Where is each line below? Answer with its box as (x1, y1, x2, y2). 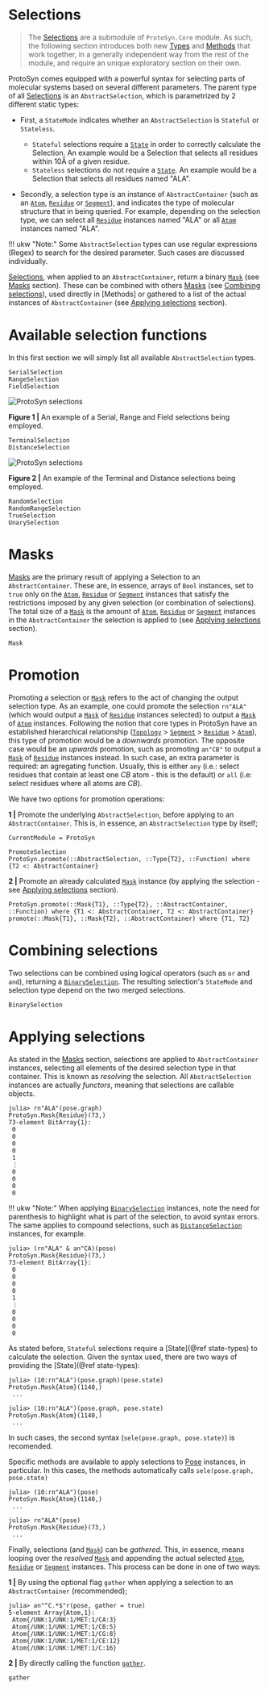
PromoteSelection (8, 847, 67, 856)
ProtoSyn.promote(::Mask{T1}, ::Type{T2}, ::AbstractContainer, (8, 900, 229, 909)
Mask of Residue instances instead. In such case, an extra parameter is (8, 752, 240, 762)
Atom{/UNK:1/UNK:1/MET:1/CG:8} (11, 1629, 117, 1638)
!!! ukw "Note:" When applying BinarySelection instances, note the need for (8, 1203, 260, 1212)
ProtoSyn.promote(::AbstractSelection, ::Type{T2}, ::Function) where (8, 855, 250, 863)
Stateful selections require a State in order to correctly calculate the (31, 139, 262, 149)
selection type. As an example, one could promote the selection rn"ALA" (8, 701, 247, 711)
